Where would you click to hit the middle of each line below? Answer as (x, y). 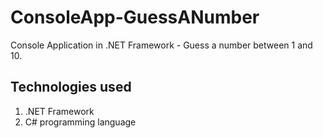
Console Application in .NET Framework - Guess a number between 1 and (161, 45)
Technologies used (71, 87)
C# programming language (80, 122)
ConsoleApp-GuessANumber (135, 17)
